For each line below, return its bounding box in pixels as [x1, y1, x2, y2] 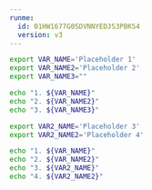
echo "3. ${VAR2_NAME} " [9, 164, 100, 173]
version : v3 [17, 30, 64, 39]
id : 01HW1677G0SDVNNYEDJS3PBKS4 [17, 22, 141, 31]
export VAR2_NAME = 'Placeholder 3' [9, 122, 141, 131]
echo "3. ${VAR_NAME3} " [9, 105, 100, 115]
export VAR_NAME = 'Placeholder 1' [9, 55, 137, 65]
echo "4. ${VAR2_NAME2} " [9, 172, 104, 181]
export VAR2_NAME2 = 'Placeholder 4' [9, 130, 145, 139]
